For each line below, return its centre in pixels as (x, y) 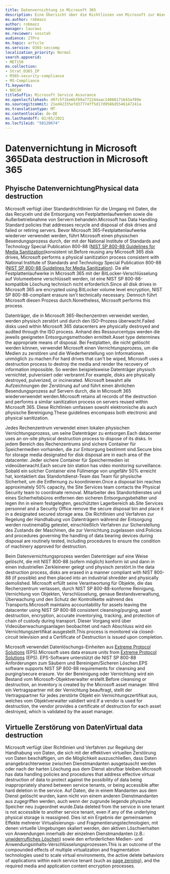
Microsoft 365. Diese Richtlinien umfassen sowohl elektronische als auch (81, 407)
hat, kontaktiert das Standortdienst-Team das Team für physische (74, 476)
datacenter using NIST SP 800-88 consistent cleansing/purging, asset (78, 610)
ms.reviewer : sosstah (28, 33)
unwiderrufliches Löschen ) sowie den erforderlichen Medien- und (74, 839)
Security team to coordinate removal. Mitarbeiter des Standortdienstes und (83, 492)
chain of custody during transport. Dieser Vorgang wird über (68, 621)
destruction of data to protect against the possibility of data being (74, 780)
